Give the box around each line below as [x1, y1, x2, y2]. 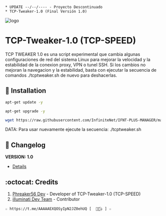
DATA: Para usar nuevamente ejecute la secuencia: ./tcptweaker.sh [5, 127, 142, 132]
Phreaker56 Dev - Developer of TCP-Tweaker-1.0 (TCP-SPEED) [12, 191, 141, 197]
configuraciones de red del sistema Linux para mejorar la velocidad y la [5, 56, 151, 62]
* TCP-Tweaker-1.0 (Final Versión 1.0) [5, 9, 87, 14]
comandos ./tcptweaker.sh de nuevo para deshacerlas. [5, 72, 118, 78]
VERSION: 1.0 [5, 154, 34, 160]
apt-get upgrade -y [5, 109, 45, 114]
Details [12, 164, 27, 170]
